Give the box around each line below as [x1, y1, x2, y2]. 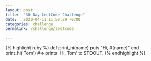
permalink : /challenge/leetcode [5, 26, 74, 32]
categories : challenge [5, 21, 53, 27]
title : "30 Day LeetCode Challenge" [5, 12, 85, 17]
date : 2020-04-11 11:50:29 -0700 [5, 17, 81, 22]
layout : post [5, 7, 33, 13]
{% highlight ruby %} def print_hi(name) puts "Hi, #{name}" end [5, 45, 139, 51]
